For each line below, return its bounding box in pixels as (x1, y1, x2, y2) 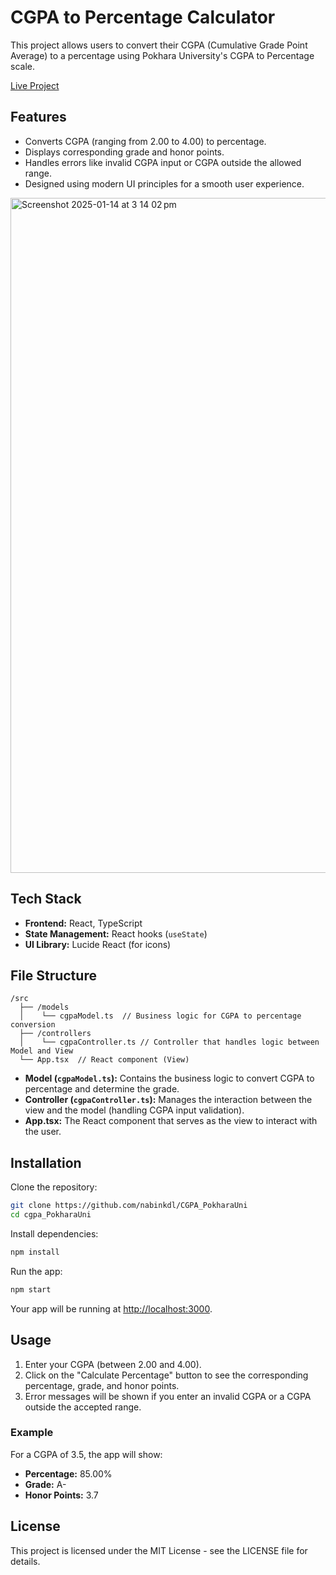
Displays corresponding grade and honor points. (24, 146, 225, 158)
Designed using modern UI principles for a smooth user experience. (24, 177, 305, 190)
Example (10, 1426, 54, 1440)
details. (10, 1555, 41, 1567)
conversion (10, 1020, 56, 1030)
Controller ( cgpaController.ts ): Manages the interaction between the (24, 1094, 313, 1106)
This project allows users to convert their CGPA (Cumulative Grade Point (10, 39, 308, 51)
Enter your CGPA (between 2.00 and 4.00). (24, 1358, 202, 1370)
